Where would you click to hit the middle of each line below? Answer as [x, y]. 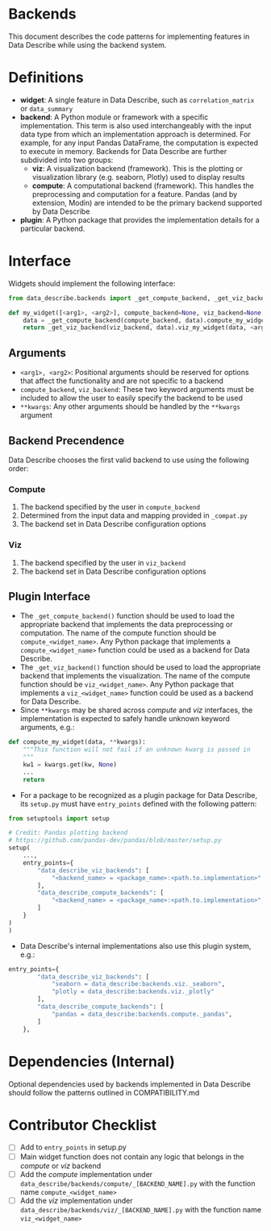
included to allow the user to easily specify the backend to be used [131, 398]
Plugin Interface [50, 597]
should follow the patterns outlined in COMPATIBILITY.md [104, 1092]
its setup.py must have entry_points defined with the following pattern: [138, 803]
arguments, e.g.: [47, 728]
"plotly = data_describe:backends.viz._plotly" [133, 992]
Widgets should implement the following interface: [92, 283]
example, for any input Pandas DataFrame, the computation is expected [139, 143]
